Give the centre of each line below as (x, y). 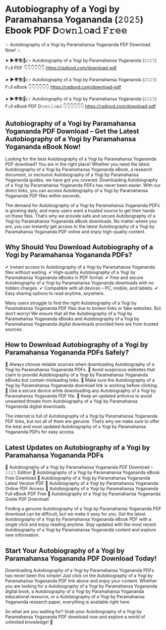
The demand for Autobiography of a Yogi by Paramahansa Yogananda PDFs (83, 205)
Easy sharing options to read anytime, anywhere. (55, 293)
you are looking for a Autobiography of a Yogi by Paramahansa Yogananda (81, 586)
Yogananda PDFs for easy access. (40, 432)
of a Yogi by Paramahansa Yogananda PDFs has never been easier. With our (83, 185)
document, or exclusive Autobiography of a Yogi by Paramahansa (72, 174)
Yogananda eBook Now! (43, 147)
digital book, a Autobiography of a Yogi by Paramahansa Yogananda (75, 591)
